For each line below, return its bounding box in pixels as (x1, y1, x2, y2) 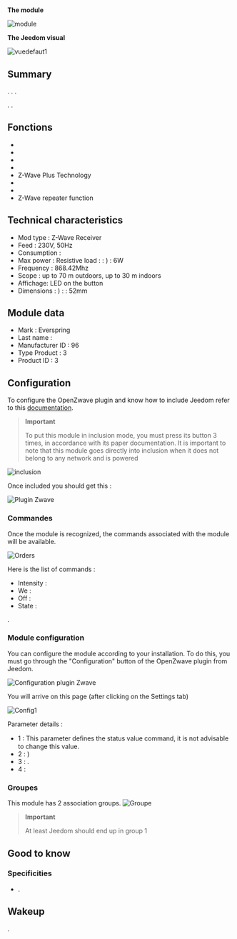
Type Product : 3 (17, 348, 67, 357)
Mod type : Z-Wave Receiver (17, 233, 102, 241)
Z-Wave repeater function (17, 194, 94, 202)
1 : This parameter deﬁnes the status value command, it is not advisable (17, 734, 229, 743)
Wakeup (7, 905, 45, 918)
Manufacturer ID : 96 (17, 341, 80, 350)
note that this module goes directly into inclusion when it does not (24, 446, 219, 455)
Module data (7, 307, 65, 319)
